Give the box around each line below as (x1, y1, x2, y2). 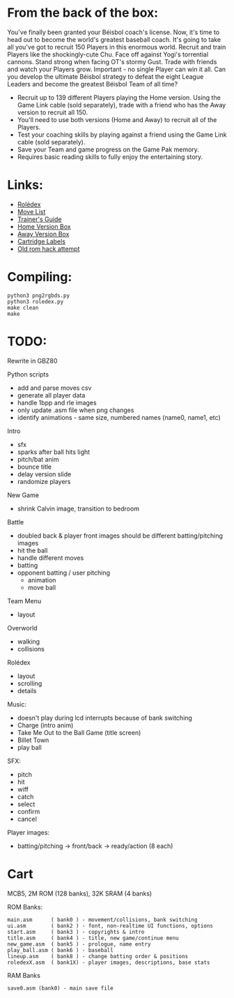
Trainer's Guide (17, 215, 62, 223)
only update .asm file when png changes (17, 406, 134, 414)
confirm (17, 807, 40, 815)
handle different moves (17, 553, 84, 562)
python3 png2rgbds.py (7, 292, 70, 299)
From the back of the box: (7, 5, 159, 21)
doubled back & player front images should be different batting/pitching (17, 531, 223, 540)
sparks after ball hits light (17, 448, 91, 456)
